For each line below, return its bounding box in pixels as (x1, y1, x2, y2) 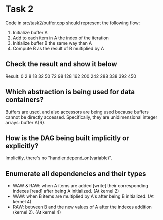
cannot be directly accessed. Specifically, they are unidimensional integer (5, 114, 158, 120)
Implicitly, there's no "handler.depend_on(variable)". (5, 155, 112, 161)
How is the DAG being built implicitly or (5, 134, 129, 142)
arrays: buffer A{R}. (5, 119, 46, 125)
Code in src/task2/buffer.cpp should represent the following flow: (5, 20, 140, 26)
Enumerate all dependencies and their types (5, 169, 146, 178)
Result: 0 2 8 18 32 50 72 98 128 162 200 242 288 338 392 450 (5, 73, 137, 79)
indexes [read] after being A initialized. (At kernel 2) (12, 188, 119, 194)
